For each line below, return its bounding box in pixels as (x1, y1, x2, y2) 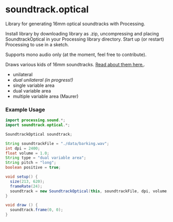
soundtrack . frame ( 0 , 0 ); (10, 207, 63, 213)
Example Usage (5, 106, 45, 113)
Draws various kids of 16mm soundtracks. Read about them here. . (5, 61, 145, 67)
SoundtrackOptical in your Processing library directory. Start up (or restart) (5, 36, 164, 42)
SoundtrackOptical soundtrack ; (5, 132, 73, 137)
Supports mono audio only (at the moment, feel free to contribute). (5, 51, 147, 58)
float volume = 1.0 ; (5, 151, 50, 156)
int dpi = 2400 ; (5, 145, 40, 151)
